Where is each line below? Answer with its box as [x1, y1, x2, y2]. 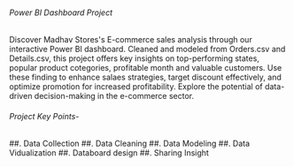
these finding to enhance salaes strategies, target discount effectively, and [9, 72, 282, 83]
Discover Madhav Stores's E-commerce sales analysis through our [9, 34, 252, 45]
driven [9, 91, 33, 102]
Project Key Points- [9, 110, 80, 121]
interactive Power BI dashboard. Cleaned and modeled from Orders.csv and [9, 44, 286, 55]
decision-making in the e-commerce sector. [34, 91, 195, 102]
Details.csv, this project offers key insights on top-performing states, [9, 53, 259, 64]
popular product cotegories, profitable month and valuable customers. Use [9, 63, 282, 73]
